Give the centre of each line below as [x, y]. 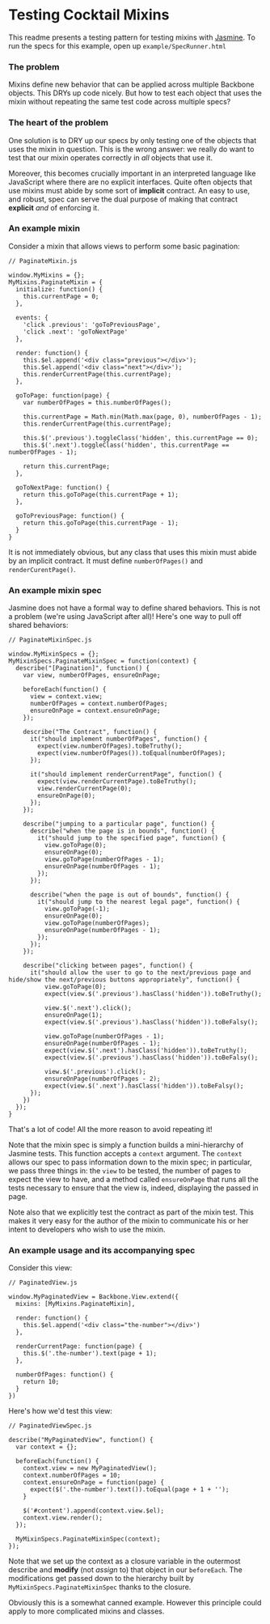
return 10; [41, 1382]
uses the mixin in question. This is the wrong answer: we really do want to [131, 149]
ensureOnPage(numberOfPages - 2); [102, 1079]
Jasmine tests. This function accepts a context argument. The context [125, 1154]
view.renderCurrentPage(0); [84, 789]
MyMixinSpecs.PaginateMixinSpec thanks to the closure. [100, 1587]
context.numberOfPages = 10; [72, 1476]
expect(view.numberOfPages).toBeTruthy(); [110, 746]
